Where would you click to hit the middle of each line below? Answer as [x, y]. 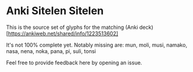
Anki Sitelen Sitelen [55, 11]
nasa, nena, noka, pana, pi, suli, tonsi [51, 51]
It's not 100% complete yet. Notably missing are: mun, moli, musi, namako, [97, 45]
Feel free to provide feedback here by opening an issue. [74, 63]
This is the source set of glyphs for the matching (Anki [72, 27]
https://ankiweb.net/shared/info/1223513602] [63, 33]
